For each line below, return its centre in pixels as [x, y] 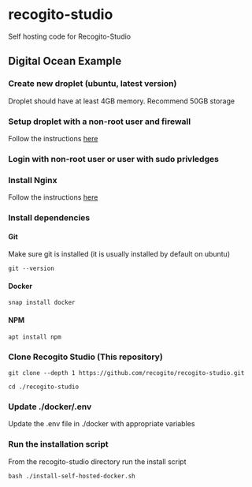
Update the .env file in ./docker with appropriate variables [102, 424]
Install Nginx [33, 180]
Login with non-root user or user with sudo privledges [113, 159]
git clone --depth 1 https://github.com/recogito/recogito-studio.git [126, 373]
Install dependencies [49, 218]
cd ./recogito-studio [44, 387]
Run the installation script [58, 444]
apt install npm [35, 337]
